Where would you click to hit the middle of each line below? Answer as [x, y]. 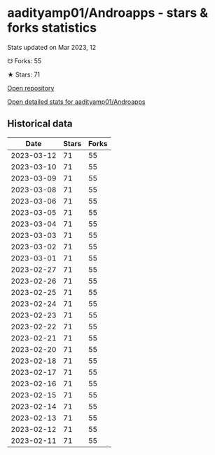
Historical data [40, 124]
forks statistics [52, 28]
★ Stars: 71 [24, 74]
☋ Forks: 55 [25, 60]
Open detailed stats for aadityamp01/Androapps [76, 101]
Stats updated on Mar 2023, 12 [52, 47]
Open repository [31, 88]
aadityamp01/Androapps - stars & [108, 13]
